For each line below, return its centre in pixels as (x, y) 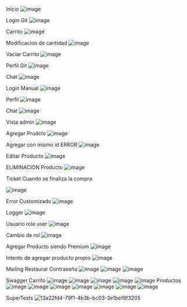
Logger (15, 212)
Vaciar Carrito (23, 54)
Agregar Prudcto (26, 133)
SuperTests (20, 298)
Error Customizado (29, 201)
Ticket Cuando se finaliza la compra (49, 179)
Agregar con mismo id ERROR (42, 145)
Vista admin (20, 122)
